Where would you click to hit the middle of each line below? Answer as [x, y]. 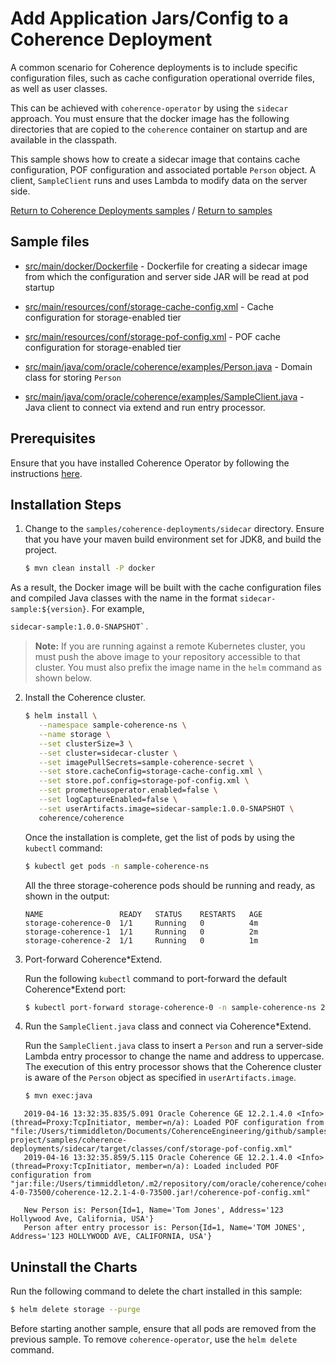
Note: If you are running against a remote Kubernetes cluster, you [170, 646]
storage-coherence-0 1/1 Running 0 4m [141, 923]
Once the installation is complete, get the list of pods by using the [159, 837]
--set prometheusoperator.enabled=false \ [128, 790]
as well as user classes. [59, 88]
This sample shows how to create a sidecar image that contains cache [155, 159]
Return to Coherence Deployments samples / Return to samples [141, 210]
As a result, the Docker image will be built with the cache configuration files [166, 588]
